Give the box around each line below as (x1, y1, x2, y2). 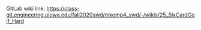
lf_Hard (6, 18, 25, 24)
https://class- (46, 5, 80, 12)
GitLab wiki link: (6, 5, 46, 12)
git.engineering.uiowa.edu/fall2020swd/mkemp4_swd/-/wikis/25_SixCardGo (6, 11, 195, 18)
